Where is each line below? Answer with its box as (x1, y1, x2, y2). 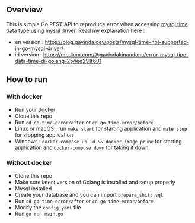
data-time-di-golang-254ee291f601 (14, 57, 102, 64)
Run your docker (14, 106, 56, 113)
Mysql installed (14, 184, 52, 192)
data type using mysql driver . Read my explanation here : (6, 27, 145, 34)
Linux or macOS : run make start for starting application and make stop (14, 125, 187, 132)
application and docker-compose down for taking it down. (14, 144, 150, 151)
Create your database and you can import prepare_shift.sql (14, 191, 164, 198)
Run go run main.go (14, 210, 63, 217)
